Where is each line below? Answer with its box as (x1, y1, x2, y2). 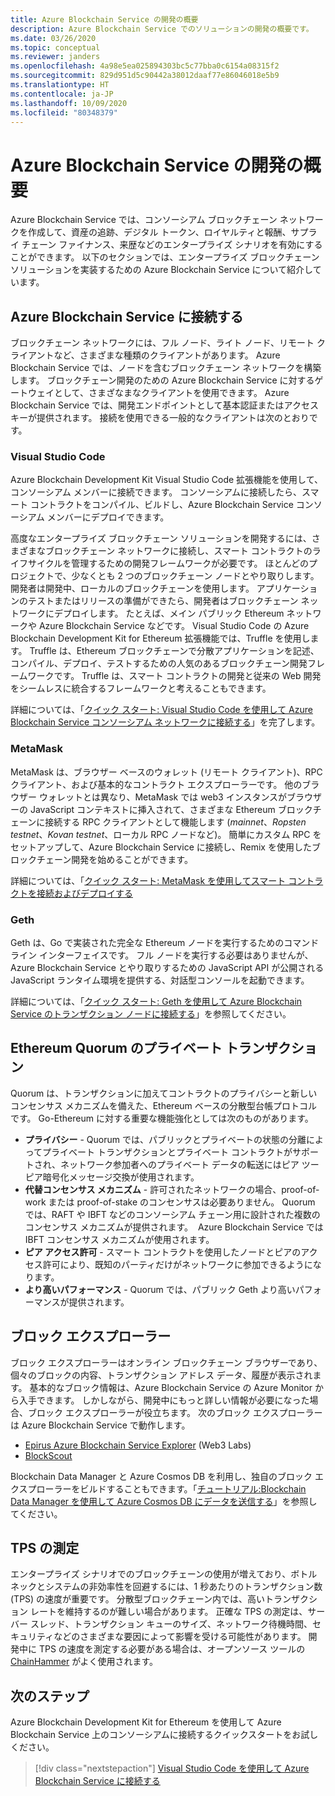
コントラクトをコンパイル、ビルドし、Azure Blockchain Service (29, 499, 294, 511)
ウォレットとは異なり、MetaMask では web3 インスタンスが (38, 791, 288, 803)
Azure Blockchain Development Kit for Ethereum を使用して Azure (10, 1716, 282, 1728)
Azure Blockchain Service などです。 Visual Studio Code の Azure (38, 620, 310, 632)
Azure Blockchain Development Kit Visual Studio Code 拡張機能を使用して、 (10, 474, 323, 486)
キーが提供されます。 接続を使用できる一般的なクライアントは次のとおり (10, 412, 310, 424)
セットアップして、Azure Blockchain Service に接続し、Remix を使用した (10, 841, 312, 853)
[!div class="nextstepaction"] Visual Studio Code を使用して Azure (34, 1762, 310, 1775)
